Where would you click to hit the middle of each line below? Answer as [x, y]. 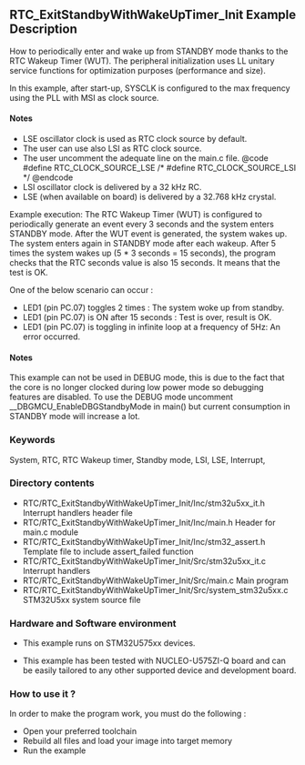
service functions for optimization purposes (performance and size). [137, 70]
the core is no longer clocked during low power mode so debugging [137, 388]
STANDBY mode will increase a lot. [75, 417]
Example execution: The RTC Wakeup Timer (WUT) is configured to [136, 215]
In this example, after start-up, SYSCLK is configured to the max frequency [150, 88]
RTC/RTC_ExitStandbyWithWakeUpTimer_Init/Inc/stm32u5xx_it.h [144, 503]
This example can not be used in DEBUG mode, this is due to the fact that [147, 377]
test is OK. [29, 273]
